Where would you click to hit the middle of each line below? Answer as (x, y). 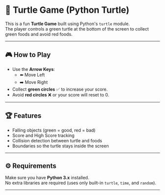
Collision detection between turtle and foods (57, 140)
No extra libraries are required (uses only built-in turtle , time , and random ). (81, 183)
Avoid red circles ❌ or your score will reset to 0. (61, 95)
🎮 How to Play (28, 55)
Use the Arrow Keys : (33, 69)
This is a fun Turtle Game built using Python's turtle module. (68, 24)
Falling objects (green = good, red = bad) (54, 130)
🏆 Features (23, 116)
